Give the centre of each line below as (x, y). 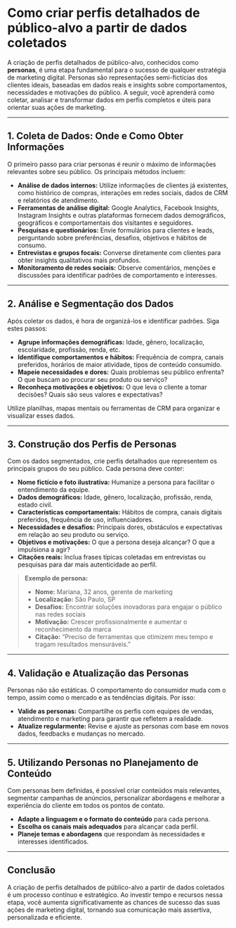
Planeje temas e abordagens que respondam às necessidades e (111, 834)
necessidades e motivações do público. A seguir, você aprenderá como (111, 92)
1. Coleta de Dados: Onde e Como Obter (96, 136)
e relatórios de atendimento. (58, 200)
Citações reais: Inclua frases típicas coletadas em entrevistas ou (111, 557)
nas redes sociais (60, 614)
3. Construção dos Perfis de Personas (92, 444)
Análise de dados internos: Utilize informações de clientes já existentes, (123, 185)
